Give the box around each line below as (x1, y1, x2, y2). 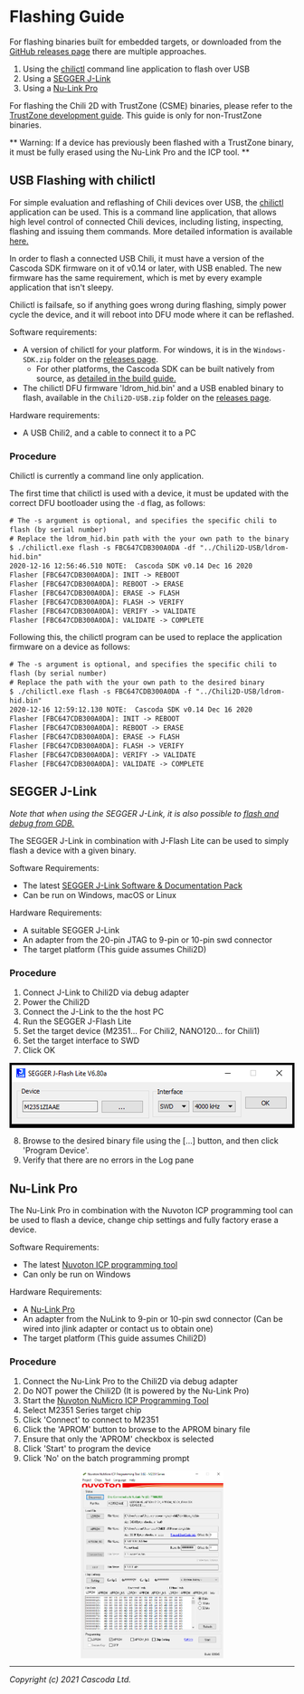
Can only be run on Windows (22, 1268, 131, 1279)
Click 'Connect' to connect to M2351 (22, 1414, 159, 1425)
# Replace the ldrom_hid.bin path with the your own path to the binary (9, 534, 290, 544)
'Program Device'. (22, 1145, 90, 1156)
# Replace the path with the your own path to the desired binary (9, 678, 265, 687)
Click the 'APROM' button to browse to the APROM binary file (22, 1424, 251, 1435)
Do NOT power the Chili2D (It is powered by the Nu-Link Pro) (22, 1385, 250, 1396)
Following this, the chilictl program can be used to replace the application (9, 632, 283, 643)
